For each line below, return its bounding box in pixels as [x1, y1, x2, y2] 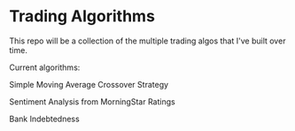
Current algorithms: [9, 62, 81, 73]
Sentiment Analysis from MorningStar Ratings [9, 96, 175, 107]
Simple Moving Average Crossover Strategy [9, 79, 169, 89]
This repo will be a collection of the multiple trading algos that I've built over [9, 35, 286, 46]
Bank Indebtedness [9, 113, 80, 124]
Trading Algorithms [9, 6, 155, 27]
